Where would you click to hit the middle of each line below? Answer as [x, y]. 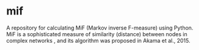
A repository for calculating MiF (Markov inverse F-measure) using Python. [100, 28]
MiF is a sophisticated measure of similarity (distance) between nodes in [97, 34]
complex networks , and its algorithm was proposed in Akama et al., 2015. [98, 40]
